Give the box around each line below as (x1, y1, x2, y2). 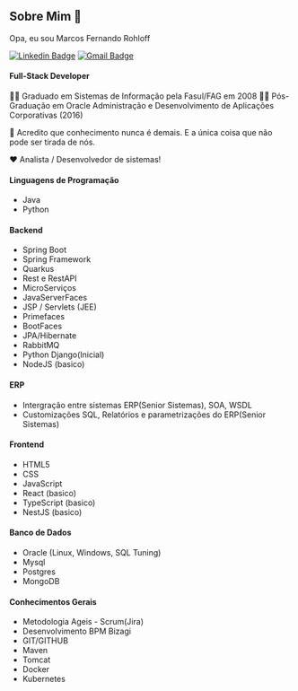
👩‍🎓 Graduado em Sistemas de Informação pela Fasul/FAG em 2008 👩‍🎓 (9, 91, 270, 101)
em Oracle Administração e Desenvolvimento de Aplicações (52, 101, 275, 111)
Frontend (9, 439, 45, 450)
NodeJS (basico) (22, 359, 85, 370)
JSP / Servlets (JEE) (22, 302, 97, 312)
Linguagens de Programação (9, 174, 119, 185)
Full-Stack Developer (9, 71, 90, 82)
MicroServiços (22, 283, 76, 293)
